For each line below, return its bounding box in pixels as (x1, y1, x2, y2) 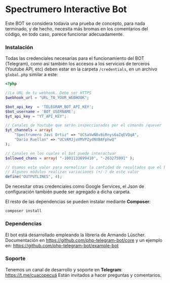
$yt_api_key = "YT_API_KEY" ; (5, 114, 67, 119)
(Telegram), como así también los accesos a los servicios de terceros (5, 61, 150, 67)
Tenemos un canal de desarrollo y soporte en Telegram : (5, 266, 123, 272)
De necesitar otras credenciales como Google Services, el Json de (5, 184, 144, 190)
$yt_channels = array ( (5, 128, 53, 133)
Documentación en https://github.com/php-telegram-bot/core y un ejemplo (5, 237, 163, 243)
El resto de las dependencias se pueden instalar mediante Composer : (5, 199, 151, 205)
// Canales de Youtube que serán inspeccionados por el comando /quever (5, 123, 162, 128)
